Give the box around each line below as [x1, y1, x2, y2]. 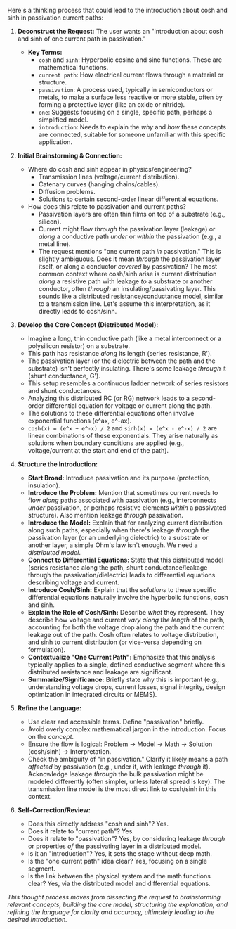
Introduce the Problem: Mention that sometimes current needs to [27, 489, 218, 496]
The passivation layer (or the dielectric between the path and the [27, 357, 216, 365]
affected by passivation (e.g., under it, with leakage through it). [27, 762, 211, 771]
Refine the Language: [17, 704, 82, 712]
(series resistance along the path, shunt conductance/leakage [27, 563, 208, 572]
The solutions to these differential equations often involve [27, 409, 195, 417]
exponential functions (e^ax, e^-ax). [27, 416, 132, 425]
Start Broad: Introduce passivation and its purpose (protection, [27, 474, 211, 482]
